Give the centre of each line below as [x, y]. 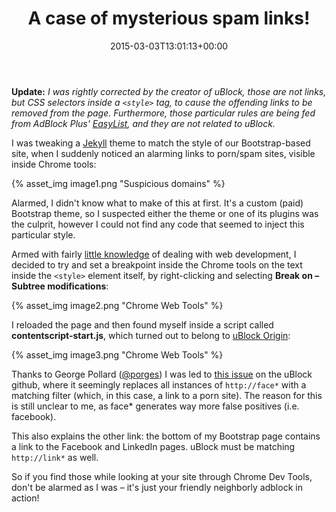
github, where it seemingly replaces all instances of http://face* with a [159, 384]
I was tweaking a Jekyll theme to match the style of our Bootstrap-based [161, 143]
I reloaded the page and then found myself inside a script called [142, 324]
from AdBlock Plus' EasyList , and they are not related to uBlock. [143, 123]
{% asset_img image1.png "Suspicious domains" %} [118, 183]
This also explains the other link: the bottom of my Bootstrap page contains [166, 436]
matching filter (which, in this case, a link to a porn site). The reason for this [167, 395]
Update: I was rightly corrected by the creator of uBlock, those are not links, [169, 91]
